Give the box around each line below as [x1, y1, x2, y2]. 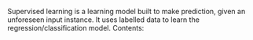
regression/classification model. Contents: [7, 24, 145, 32]
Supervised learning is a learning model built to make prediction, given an [7, 7, 246, 16]
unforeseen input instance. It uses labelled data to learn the [7, 15, 200, 24]
